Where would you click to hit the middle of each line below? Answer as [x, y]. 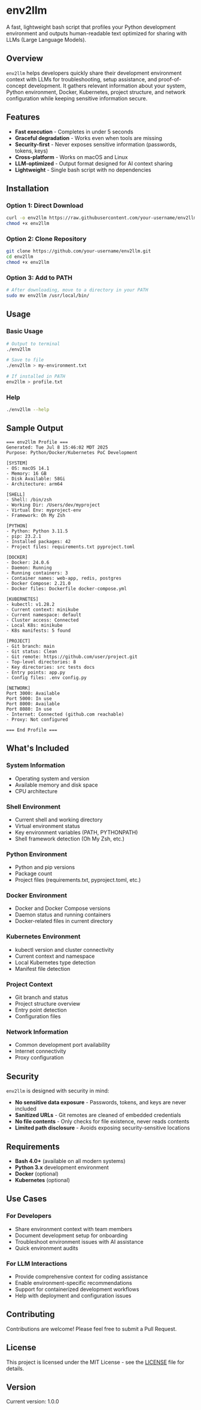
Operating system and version [52, 778]
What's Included [38, 748]
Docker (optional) [36, 1174]
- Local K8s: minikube [34, 625]
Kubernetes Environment [43, 937]
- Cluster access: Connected [42, 620]
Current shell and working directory [59, 820]
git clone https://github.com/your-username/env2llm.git [79, 251]
